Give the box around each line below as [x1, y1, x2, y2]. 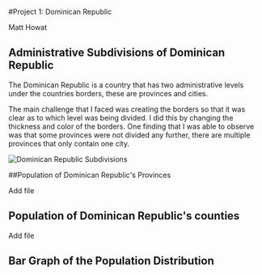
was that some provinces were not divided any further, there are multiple [8, 129, 251, 140]
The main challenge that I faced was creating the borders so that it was [8, 104, 246, 114]
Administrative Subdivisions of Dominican [8, 46, 226, 60]
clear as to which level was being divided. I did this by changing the [8, 112, 234, 122]
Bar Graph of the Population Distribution [8, 254, 214, 268]
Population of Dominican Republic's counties [8, 209, 240, 223]
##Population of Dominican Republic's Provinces [8, 170, 171, 180]
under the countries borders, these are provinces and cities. [8, 88, 209, 98]
